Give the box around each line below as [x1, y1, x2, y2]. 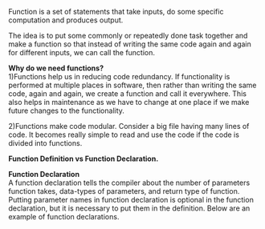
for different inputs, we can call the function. [8, 48, 155, 57]
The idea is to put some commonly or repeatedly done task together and [8, 31, 248, 40]
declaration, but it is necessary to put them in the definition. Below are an [8, 203, 251, 213]
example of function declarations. [8, 212, 120, 221]
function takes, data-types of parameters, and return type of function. [8, 187, 240, 195]
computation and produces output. [8, 15, 124, 25]
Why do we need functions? [8, 63, 104, 73]
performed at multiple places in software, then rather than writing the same [8, 80, 257, 90]
